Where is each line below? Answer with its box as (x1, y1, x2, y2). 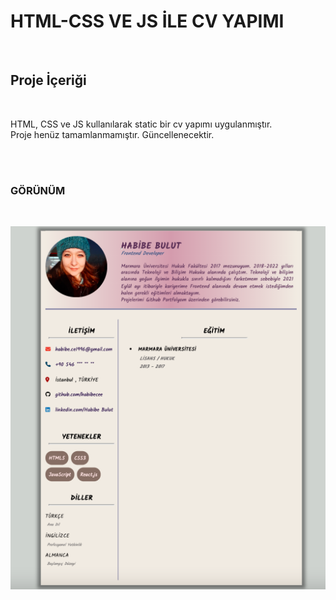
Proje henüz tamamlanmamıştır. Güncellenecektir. (10, 128, 215, 140)
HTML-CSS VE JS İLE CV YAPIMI (10, 10, 285, 33)
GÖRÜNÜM (10, 183, 66, 197)
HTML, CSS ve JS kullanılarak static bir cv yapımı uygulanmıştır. (10, 118, 273, 130)
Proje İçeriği (10, 72, 87, 89)
